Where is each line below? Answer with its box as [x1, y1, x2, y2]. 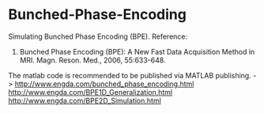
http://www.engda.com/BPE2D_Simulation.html [8, 96, 162, 105]
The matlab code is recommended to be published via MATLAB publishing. [8, 70, 251, 80]
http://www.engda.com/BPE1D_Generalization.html [8, 87, 173, 96]
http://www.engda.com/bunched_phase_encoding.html [14, 79, 194, 89]
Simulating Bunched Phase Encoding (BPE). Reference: [8, 32, 188, 41]
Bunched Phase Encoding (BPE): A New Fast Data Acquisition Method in [19, 47, 255, 56]
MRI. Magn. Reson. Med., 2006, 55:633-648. [19, 55, 166, 65]
